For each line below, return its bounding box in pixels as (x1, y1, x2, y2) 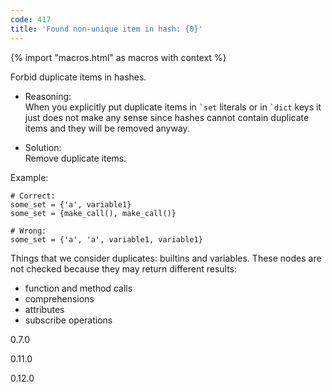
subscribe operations (24, 314, 113, 326)
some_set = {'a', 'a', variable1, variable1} (10, 234, 203, 245)
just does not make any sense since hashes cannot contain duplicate (24, 111, 310, 123)
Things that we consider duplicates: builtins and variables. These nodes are (10, 252, 322, 264)
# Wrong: (10, 226, 47, 236)
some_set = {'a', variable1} (10, 199, 132, 210)
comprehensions (24, 292, 95, 305)
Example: (10, 171, 49, 183)
